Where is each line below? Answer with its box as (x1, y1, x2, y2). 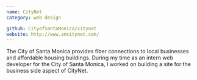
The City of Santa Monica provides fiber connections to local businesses (6, 48, 189, 55)
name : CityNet (6, 8, 43, 15)
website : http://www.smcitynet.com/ (6, 31, 99, 37)
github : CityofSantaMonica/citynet (6, 25, 97, 32)
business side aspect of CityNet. (6, 67, 88, 75)
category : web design (6, 15, 62, 21)
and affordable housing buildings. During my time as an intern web (6, 54, 174, 61)
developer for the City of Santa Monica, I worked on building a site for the (6, 61, 191, 68)
